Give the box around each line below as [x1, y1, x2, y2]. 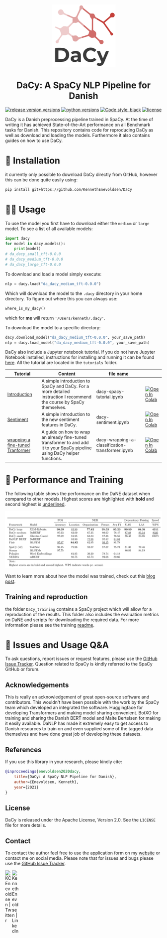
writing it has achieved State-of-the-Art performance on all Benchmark [5, 122, 151, 128]
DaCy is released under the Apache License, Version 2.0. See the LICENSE [5, 817, 156, 823]
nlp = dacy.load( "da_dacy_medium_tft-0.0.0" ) [5, 281, 101, 286]
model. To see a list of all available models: [5, 226, 93, 232]
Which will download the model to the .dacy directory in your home [5, 290, 143, 296]
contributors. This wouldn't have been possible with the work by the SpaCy [5, 699, 160, 705]
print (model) [14, 246, 41, 252]
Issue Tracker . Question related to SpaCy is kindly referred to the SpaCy [5, 661, 153, 667]
